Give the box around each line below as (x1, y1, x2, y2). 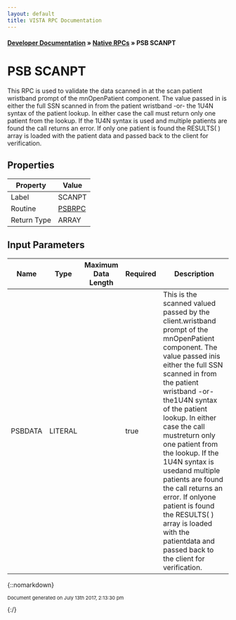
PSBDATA (11, 426, 43, 435)
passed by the (162, 307, 210, 317)
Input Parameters (7, 239, 85, 251)
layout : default (7, 10, 55, 18)
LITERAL (48, 426, 78, 435)
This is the (162, 290, 197, 299)
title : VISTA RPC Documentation (7, 17, 102, 24)
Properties (7, 159, 55, 171)
